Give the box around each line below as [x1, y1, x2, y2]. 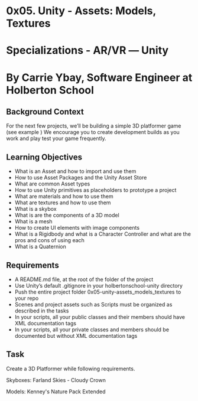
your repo [14, 295, 39, 302]
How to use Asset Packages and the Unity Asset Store [14, 174, 147, 181]
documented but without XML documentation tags [14, 332, 138, 339]
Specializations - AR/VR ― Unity [6, 44, 169, 57]
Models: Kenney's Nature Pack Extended [6, 388, 106, 395]
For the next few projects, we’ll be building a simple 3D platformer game [6, 122, 181, 129]
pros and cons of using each [14, 237, 85, 244]
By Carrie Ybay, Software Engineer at [6, 71, 193, 84]
